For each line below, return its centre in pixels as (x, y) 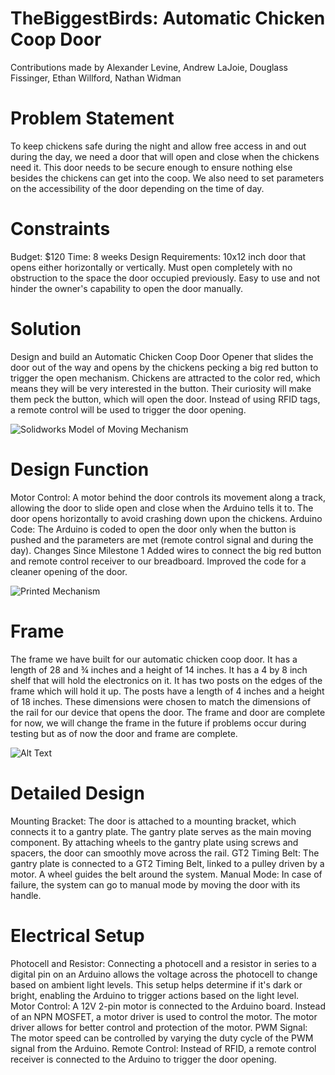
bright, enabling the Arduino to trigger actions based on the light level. (155, 995)
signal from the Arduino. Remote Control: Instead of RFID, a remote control (163, 1048)
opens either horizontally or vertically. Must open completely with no (151, 267)
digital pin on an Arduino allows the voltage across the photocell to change (164, 974)
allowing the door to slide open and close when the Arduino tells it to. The (162, 508)
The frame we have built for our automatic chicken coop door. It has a (154, 659)
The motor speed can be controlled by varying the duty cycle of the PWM (162, 1038)
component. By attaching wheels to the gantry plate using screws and (154, 842)
